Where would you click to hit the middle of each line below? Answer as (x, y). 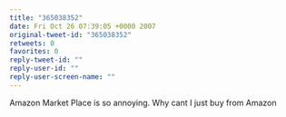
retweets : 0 (32, 43)
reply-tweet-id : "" (46, 60)
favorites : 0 (34, 52)
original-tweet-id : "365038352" (70, 34)
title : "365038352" (46, 18)
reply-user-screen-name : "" (63, 77)
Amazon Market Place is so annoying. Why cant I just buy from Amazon (143, 102)
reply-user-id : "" (44, 69)
